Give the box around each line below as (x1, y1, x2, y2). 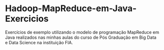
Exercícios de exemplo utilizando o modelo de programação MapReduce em (5, 29, 160, 35)
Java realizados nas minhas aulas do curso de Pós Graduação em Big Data (5, 34, 157, 40)
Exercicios (5, 13, 49, 24)
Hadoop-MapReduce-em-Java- (5, 3, 137, 14)
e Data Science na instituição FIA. (5, 39, 73, 45)
